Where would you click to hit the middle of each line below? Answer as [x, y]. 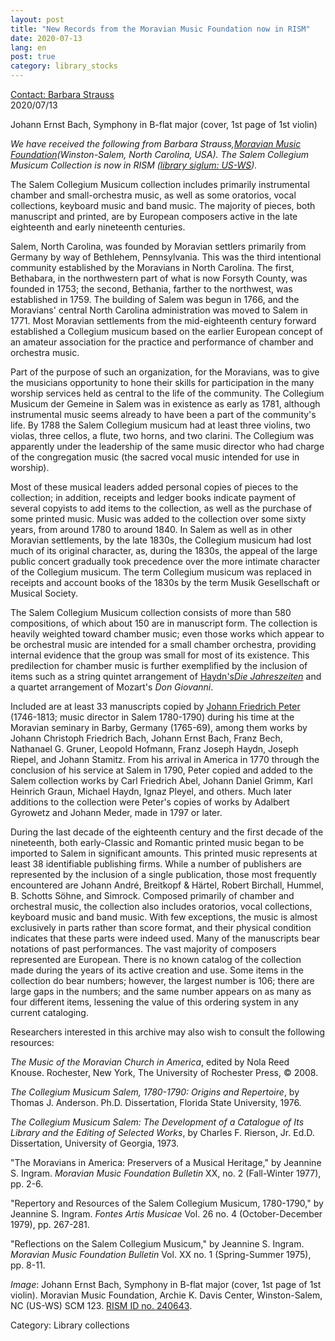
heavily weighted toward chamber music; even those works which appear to [167, 634]
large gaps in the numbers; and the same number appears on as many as [161, 991]
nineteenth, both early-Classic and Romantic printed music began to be [157, 842]
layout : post [37, 19]
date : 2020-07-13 [46, 38]
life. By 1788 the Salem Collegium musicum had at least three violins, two [160, 425]
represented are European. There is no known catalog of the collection [156, 959]
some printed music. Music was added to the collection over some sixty [158, 519]
